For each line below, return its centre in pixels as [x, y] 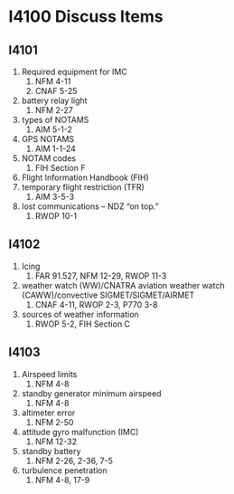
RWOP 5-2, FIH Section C [83, 324]
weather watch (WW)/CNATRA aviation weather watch [123, 285]
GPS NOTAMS [48, 139]
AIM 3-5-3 [54, 197]
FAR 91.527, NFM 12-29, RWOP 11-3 [101, 275]
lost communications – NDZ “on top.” [90, 206]
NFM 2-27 [54, 110]
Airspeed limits [49, 374]
